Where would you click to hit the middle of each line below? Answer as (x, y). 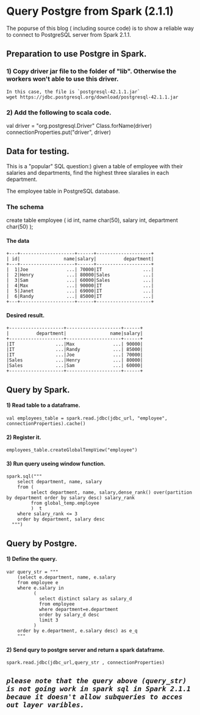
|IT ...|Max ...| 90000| (75, 344)
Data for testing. (38, 151)
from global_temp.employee (65, 503)
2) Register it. (24, 437)
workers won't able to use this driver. (62, 79)
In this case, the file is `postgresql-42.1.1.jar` (73, 92)
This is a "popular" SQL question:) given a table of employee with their (95, 166)
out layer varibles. (45, 705)
